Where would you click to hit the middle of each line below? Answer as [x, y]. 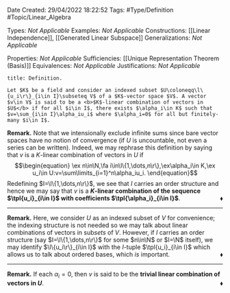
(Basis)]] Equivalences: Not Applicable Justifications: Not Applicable [104, 66]
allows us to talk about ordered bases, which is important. [89, 254]
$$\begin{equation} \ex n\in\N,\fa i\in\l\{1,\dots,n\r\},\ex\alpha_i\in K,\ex [115, 165]
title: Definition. [35, 78]
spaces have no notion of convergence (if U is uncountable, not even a [107, 140]
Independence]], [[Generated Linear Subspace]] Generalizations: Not [105, 38]
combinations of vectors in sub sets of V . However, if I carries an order [106, 232]
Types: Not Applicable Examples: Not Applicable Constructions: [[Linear [109, 31]
